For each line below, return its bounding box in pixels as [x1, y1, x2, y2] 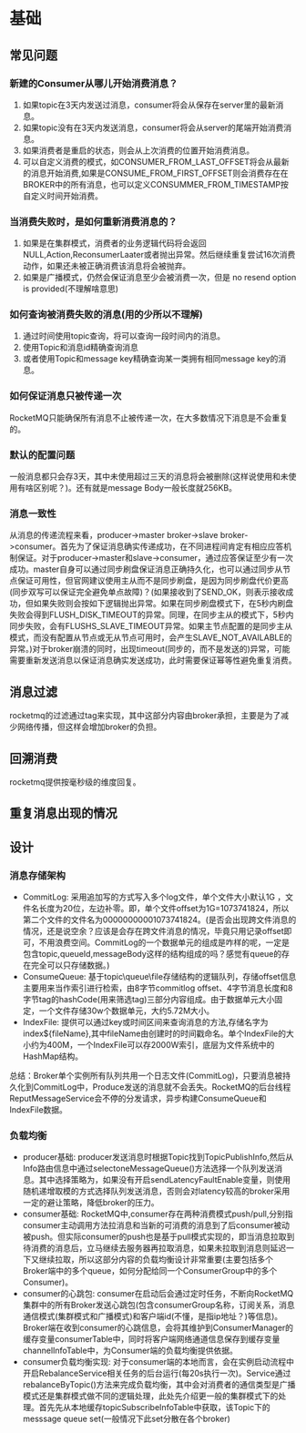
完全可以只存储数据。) [30, 960, 110, 971]
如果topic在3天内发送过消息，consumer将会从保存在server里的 [22, 99, 260, 110]
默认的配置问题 [9, 448, 76, 461]
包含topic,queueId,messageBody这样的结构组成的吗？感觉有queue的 [22, 949, 282, 960]
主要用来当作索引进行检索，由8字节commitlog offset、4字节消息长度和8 [22, 982, 293, 993]
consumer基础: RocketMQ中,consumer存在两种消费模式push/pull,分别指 [22, 1208, 293, 1220]
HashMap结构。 [22, 1051, 84, 1062]
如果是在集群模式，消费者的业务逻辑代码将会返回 [22, 238, 207, 249]
